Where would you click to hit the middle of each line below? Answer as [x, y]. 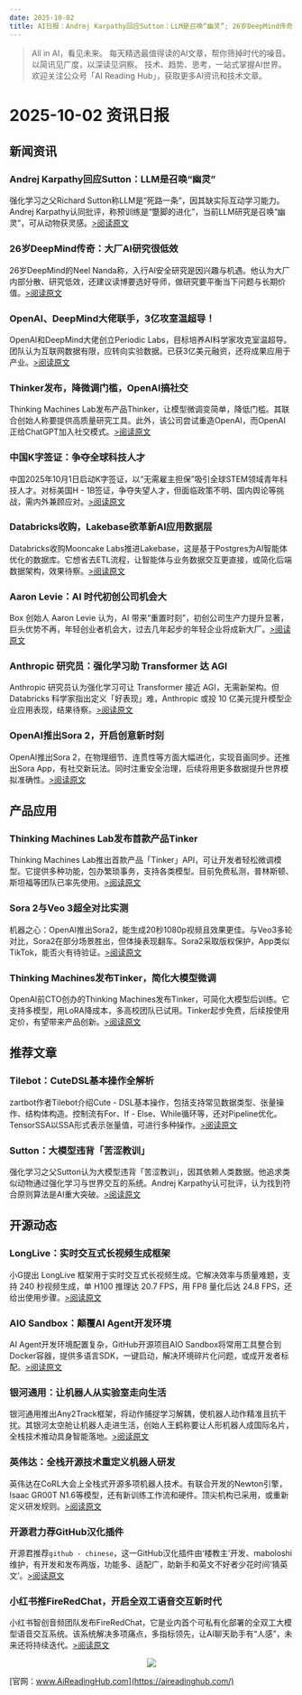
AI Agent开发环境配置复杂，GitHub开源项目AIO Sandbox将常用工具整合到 [146, 1344]
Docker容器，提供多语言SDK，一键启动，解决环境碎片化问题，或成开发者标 [149, 1356]
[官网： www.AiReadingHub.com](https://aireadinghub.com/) [122, 1681]
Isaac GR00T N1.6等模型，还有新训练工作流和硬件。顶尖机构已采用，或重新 [149, 1495]
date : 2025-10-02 [42, 18]
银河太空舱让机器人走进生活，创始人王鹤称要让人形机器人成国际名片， [163, 1425]
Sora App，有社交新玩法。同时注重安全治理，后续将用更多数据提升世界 [149, 768]
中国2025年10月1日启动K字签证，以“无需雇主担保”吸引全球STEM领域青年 [145, 478]
